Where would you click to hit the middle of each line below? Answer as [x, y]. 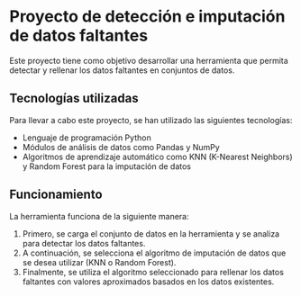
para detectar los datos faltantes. [84, 243]
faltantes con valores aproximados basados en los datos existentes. [148, 282]
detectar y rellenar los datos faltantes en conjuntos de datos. [122, 70]
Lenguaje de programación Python [87, 138]
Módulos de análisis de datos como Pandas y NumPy [121, 147]
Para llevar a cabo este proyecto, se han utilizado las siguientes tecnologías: [151, 120]
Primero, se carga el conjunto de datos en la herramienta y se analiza [151, 233]
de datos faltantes [79, 36]
